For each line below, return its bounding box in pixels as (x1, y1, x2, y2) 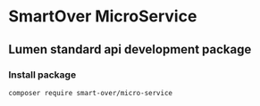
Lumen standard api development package (8, 42, 252, 57)
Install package (8, 69, 77, 81)
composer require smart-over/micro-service (8, 88, 173, 97)
